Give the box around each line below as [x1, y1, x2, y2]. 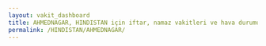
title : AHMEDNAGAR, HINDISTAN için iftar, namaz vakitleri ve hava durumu [8, 19, 260, 27]
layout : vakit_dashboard [8, 11, 90, 19]
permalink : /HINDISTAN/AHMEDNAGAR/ [8, 26, 126, 34]
